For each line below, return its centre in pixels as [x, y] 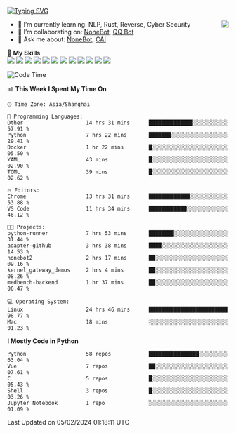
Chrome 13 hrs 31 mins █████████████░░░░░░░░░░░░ [118, 196]
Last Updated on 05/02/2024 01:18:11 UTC [68, 422]
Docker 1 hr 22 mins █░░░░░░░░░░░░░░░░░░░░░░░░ [118, 147]
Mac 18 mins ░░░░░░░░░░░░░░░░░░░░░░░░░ [118, 322]
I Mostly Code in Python [43, 341]
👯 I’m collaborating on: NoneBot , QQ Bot [76, 32]
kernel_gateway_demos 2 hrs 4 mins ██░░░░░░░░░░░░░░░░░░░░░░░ [118, 270]
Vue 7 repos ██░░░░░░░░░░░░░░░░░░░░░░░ [118, 366]
